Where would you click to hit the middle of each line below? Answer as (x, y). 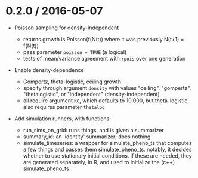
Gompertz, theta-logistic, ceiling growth (72, 82)
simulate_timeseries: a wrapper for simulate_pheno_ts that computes (107, 143)
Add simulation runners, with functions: (63, 119)
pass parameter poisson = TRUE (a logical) (75, 52)
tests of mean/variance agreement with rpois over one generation (104, 58)
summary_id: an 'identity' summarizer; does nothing (87, 137)
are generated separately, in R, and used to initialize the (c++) (99, 162)
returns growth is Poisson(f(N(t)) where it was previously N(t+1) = (103, 39)
